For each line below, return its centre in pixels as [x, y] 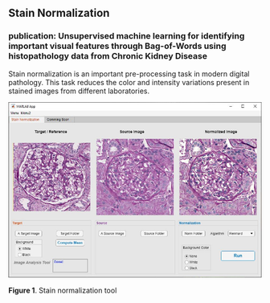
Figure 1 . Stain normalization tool [63, 291]
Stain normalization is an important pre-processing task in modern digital [129, 74]
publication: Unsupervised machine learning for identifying [127, 36]
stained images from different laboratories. [79, 91]
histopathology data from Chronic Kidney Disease [108, 56]
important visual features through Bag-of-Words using [117, 46]
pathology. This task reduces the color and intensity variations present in [129, 82]
